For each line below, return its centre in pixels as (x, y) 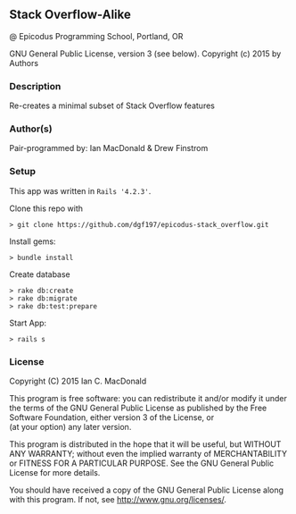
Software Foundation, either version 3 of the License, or (112, 417)
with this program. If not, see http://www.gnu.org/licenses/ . (118, 499)
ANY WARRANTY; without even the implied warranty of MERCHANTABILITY (148, 454)
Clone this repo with (46, 208)
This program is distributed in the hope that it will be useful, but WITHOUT (145, 444)
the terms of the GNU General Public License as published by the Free (138, 408)
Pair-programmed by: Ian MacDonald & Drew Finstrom (109, 148)
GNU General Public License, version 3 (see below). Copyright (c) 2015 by (145, 54)
